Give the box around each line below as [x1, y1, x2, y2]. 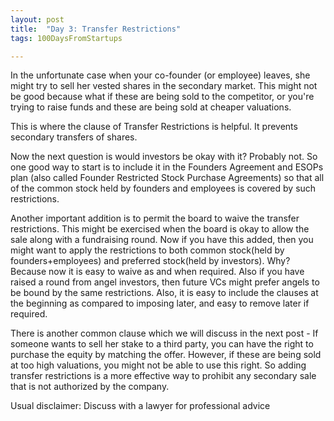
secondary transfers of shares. [10, 131, 138, 143]
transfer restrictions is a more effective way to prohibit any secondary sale [10, 370, 317, 382]
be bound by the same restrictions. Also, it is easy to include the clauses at [10, 287, 319, 299]
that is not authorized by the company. [10, 381, 170, 393]
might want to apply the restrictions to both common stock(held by [10, 244, 285, 256]
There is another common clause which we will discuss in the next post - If [10, 327, 319, 340]
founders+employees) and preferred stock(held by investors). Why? [10, 255, 291, 267]
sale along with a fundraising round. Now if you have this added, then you [10, 234, 314, 246]
